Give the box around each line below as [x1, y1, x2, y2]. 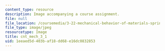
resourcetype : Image [5, 30, 48, 34]
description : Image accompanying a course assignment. [5, 12, 120, 17]
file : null [5, 16, 27, 21]
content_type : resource [5, 7, 54, 12]
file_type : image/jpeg [5, 25, 52, 30]
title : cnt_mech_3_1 [5, 34, 48, 39]
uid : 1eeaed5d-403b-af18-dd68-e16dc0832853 [5, 39, 96, 44]
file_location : [5, 20, 36, 26]
